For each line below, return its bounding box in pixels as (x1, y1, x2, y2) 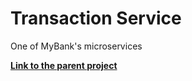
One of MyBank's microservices (10, 40, 143, 52)
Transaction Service (10, 7, 182, 30)
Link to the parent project (10, 59, 118, 71)
